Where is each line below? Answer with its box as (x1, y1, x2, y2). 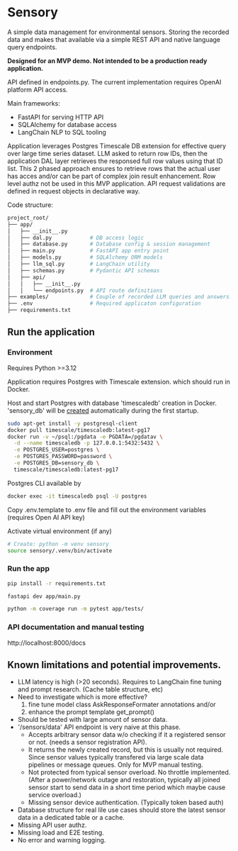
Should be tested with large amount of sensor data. (17, 716, 168, 724)
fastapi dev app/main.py (7, 593, 81, 600)
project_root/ (7, 214, 50, 221)
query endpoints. (7, 43, 57, 51)
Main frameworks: (7, 99, 60, 107)
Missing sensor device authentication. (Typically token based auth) (28, 799, 225, 807)
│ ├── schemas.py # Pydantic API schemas (7, 267, 160, 274)
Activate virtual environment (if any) (7, 526, 112, 535)
